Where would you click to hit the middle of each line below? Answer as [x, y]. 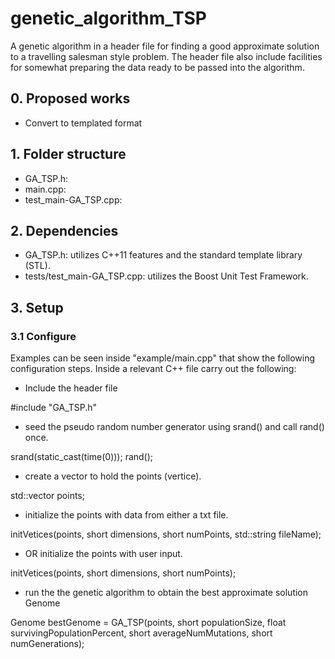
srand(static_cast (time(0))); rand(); [82, 457]
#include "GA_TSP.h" [54, 408]
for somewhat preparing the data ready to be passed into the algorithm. [157, 67]
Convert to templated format [83, 123]
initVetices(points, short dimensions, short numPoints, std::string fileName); [166, 534]
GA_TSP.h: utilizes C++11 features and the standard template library [163, 255]
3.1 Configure [43, 336]
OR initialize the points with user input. [103, 554]
